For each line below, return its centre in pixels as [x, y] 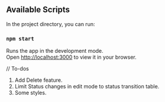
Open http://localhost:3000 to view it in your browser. [72, 57]
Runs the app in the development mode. [55, 51]
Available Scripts [38, 10]
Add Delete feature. [38, 80]
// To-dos [18, 69]
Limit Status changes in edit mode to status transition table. [87, 87]
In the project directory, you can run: [51, 24]
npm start [20, 39]
